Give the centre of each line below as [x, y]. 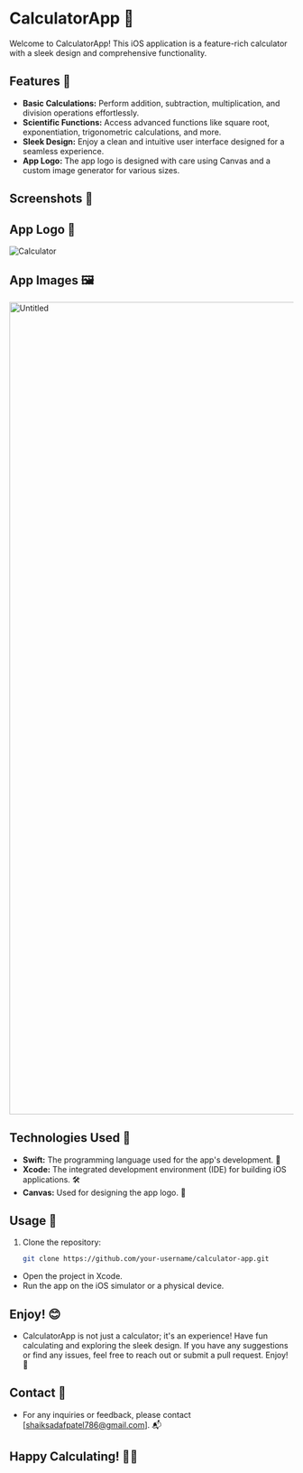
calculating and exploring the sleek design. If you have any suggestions [155, 1346]
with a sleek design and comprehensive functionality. [108, 52]
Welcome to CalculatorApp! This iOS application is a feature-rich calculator [148, 43]
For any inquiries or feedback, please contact [106, 1414]
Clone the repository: [62, 1242]
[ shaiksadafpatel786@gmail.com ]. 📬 [92, 1424]
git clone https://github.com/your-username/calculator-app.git [146, 1259]
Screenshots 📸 [51, 199]
